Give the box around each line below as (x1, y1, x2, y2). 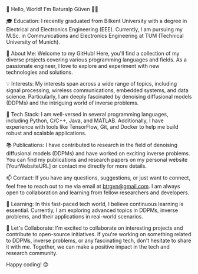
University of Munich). (6, 38, 61, 45)
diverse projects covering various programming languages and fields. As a (6, 56, 187, 63)
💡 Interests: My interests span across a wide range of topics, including (6, 80, 177, 87)
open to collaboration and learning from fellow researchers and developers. (6, 189, 190, 196)
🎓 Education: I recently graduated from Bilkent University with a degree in (6, 18, 187, 24)
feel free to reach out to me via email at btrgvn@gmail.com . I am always (6, 183, 180, 190)
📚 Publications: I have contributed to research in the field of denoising (6, 142, 178, 148)
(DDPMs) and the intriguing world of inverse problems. (6, 99, 139, 106)
